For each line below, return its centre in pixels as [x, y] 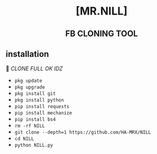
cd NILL [24, 139]
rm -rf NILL [30, 126]
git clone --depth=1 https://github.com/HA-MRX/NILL [83, 132]
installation [27, 54]
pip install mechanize [43, 113]
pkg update [28, 81]
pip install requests [42, 107]
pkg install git [35, 94]
